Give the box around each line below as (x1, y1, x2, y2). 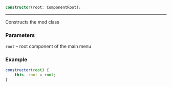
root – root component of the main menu (5, 43, 91, 50)
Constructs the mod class (5, 18, 60, 25)
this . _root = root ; (14, 72, 56, 78)
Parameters (5, 31, 35, 38)
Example (5, 56, 28, 63)
